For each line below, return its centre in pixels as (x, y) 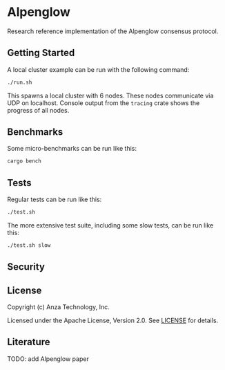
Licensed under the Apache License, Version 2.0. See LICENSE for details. (113, 321)
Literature (29, 342)
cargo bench (24, 161)
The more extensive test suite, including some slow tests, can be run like (110, 225)
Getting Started (41, 53)
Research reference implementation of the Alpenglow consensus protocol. (113, 31)
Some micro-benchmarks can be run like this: (72, 149)
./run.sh (20, 82)
